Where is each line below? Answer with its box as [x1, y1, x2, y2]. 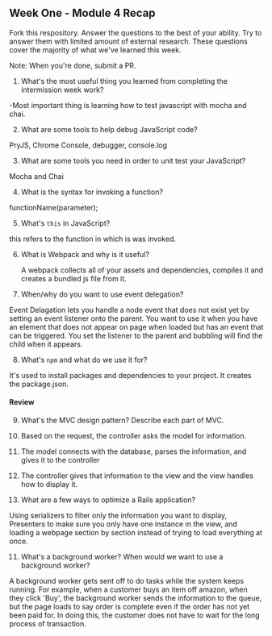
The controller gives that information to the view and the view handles [20, 471, 253, 480]
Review [9, 397, 35, 407]
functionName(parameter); [9, 202, 98, 212]
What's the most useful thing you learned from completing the [20, 76, 228, 85]
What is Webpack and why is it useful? [20, 249, 150, 259]
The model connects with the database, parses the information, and [20, 447, 247, 456]
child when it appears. [9, 339, 83, 349]
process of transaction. [9, 619, 87, 629]
